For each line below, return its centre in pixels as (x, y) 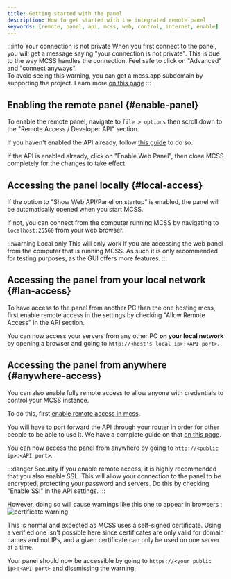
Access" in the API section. (46, 322)
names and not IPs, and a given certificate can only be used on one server (113, 539)
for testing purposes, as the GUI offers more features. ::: (87, 258)
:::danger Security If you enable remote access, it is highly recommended (112, 469)
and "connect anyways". (42, 68)
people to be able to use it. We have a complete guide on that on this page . (114, 434)
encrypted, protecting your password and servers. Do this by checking (108, 483)
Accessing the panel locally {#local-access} (105, 185)
